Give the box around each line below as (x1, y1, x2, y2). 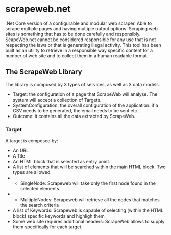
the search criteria (20, 202, 59, 208)
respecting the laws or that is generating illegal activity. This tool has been (5, 42, 162, 48)
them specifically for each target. (12, 224, 83, 230)
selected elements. (20, 186, 61, 192)
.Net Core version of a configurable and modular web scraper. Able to (5, 20, 152, 26)
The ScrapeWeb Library (5, 68, 83, 76)
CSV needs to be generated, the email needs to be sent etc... (12, 107, 141, 113)
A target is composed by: (5, 138, 59, 144)
